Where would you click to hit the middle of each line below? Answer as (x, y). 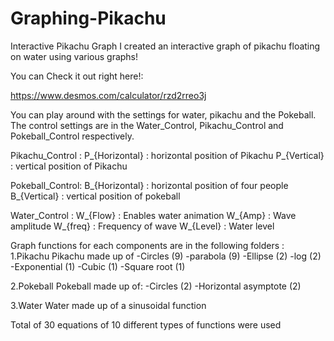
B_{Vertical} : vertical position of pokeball (95, 196)
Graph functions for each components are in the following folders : (147, 245)
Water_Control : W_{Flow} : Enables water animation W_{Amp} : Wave (153, 215)
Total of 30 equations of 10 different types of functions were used (146, 324)
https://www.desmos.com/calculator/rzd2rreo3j (108, 95)
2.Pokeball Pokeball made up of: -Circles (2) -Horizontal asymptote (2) (156, 286)
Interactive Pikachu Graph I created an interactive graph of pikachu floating (165, 46)
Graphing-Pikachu (88, 18)
